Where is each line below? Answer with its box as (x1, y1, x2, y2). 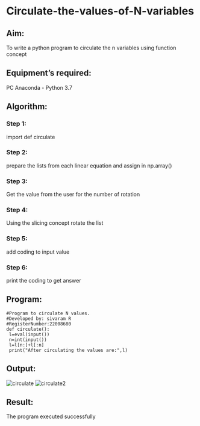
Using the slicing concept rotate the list (6, 219, 104, 227)
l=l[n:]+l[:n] (8, 342, 45, 348)
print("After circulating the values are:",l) (8, 347, 128, 353)
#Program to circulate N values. (6, 310, 90, 316)
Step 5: (6, 234, 28, 243)
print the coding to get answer (6, 277, 81, 284)
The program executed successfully (6, 413, 96, 420)
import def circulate (6, 133, 55, 140)
